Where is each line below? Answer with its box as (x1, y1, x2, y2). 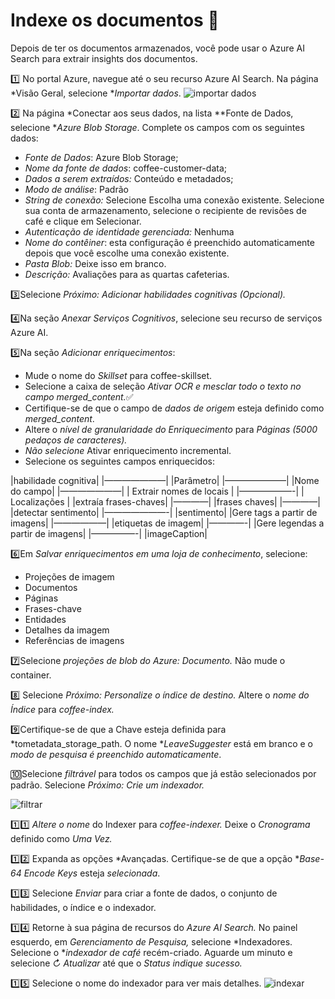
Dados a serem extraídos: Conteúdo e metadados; (24, 172, 234, 184)
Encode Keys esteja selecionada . (23, 867, 161, 879)
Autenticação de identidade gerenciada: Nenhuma (24, 225, 235, 238)
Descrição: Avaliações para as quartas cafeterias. (24, 268, 230, 280)
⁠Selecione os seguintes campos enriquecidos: (24, 455, 215, 467)
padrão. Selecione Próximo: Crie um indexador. (10, 779, 205, 791)
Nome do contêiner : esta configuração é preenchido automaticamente (24, 236, 315, 248)
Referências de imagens (24, 634, 125, 646)
